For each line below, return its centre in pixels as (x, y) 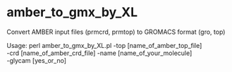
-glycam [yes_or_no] (37, 60)
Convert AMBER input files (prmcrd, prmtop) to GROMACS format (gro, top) (116, 32)
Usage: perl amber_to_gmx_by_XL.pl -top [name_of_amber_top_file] (104, 45)
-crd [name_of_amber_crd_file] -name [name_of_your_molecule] (99, 53)
